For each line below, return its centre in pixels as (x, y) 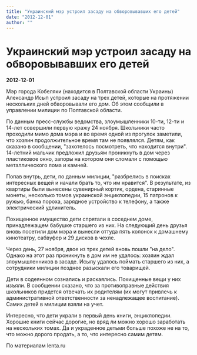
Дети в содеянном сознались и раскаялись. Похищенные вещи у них (94, 279)
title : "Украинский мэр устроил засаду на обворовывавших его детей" (93, 11)
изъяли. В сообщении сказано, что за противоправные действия (88, 286)
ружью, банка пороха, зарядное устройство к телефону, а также (88, 202)
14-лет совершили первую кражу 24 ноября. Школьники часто (85, 128)
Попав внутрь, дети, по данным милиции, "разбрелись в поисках (89, 177)
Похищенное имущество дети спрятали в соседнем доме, (79, 219)
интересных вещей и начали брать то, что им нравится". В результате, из (98, 183)
